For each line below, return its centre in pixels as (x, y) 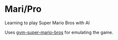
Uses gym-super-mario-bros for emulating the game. (59, 32)
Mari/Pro (23, 9)
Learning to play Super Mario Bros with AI (47, 23)
